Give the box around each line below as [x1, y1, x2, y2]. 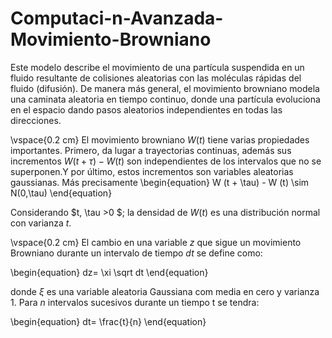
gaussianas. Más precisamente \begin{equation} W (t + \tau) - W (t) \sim [10, 176, 310, 188]
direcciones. [10, 114, 62, 126]
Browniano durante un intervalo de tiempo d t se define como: [10, 247, 263, 259]
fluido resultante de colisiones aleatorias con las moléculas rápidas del [10, 72, 302, 84]
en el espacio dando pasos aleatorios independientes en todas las [10, 103, 283, 116]
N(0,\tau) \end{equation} [10, 187, 113, 199]
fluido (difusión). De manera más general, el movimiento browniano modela [10, 82, 320, 94]
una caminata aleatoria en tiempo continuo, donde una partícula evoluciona [10, 93, 321, 105]
